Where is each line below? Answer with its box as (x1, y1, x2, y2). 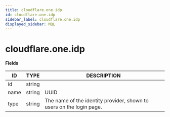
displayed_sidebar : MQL (5, 21, 56, 27)
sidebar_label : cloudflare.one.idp (5, 17, 80, 22)
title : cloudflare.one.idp (5, 7, 62, 13)
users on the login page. (45, 103, 102, 110)
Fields (5, 60, 19, 66)
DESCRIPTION (86, 72, 121, 79)
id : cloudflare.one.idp (5, 12, 56, 17)
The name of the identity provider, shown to (45, 97, 149, 104)
